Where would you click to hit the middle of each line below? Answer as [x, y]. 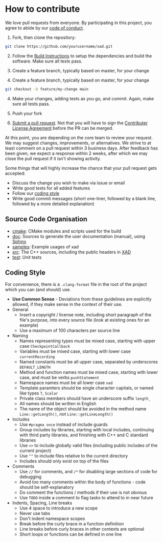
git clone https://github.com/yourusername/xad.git [59, 46]
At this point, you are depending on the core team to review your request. [79, 137]
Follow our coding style [36, 193]
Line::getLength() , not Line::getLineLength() [66, 414]
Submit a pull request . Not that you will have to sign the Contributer [80, 123]
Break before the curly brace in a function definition [71, 524]
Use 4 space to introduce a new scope [58, 508]
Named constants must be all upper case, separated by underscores [89, 362]
